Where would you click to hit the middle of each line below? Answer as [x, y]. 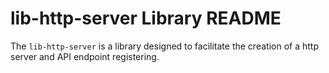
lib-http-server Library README [146, 18]
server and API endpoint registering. [85, 56]
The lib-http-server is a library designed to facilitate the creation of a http [164, 46]
